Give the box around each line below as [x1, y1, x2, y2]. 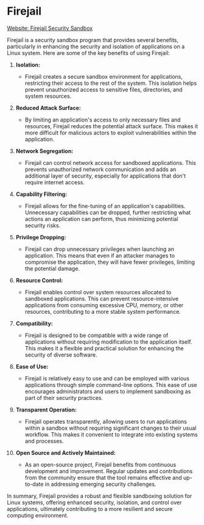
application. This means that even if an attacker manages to [24, 252, 175, 259]
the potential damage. [24, 264, 80, 272]
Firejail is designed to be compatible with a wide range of [24, 331, 169, 339]
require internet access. [24, 178, 85, 186]
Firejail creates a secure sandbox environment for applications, [24, 73, 183, 80]
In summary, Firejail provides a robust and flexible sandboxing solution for [7, 492, 192, 499]
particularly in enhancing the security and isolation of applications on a [7, 43, 185, 50]
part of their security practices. [24, 394, 103, 401]
